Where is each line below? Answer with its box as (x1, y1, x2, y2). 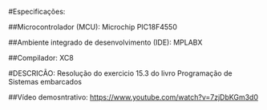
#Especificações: (8, 7, 66, 16)
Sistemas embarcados (8, 77, 83, 86)
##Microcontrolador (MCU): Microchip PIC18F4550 (8, 22, 178, 31)
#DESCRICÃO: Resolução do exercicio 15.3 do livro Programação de (8, 69, 233, 78)
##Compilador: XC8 (8, 53, 74, 62)
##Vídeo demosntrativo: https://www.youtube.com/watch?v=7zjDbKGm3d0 (8, 92, 259, 102)
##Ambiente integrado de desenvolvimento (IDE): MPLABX (8, 37, 203, 47)
